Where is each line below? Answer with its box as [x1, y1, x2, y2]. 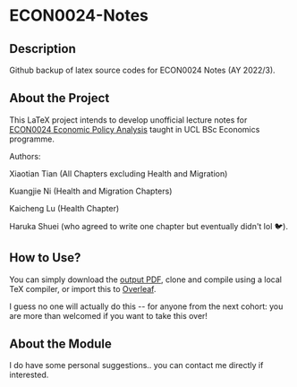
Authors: [9, 150, 41, 161]
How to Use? [9, 250, 81, 265]
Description [9, 41, 76, 56]
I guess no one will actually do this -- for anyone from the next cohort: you [9, 301, 284, 312]
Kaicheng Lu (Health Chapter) [9, 202, 120, 213]
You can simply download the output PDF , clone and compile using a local [9, 274, 282, 285]
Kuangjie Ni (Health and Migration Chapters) [9, 185, 173, 196]
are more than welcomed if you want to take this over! [9, 310, 208, 321]
